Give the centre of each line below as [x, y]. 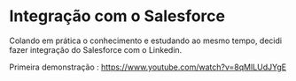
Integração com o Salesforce [117, 16]
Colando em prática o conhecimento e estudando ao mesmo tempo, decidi [145, 40]
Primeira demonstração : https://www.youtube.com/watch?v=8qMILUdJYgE [148, 67]
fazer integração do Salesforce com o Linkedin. [96, 49]
